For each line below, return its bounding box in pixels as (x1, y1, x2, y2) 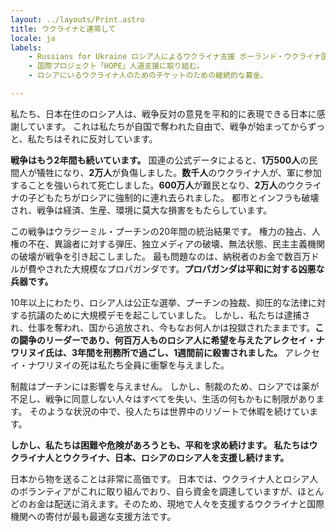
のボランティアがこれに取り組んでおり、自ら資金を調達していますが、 (10, 485, 298, 497)
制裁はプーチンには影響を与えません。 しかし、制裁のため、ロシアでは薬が (10, 380, 320, 392)
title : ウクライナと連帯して (10, 24, 117, 34)
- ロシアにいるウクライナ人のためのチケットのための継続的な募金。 (28, 71, 268, 81)
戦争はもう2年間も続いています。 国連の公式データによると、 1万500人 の (10, 154, 310, 166)
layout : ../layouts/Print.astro (10, 14, 145, 25)
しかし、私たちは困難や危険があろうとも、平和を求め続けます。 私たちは (10, 439, 310, 451)
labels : (10, 42, 43, 53)
